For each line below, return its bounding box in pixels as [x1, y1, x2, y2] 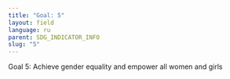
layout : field [8, 19, 55, 27]
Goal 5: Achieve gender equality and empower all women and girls [8, 62, 223, 71]
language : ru [8, 26, 51, 34]
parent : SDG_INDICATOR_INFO [8, 33, 100, 41]
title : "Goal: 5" [8, 11, 65, 20]
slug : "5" [8, 41, 41, 48]
